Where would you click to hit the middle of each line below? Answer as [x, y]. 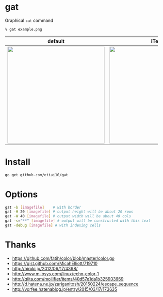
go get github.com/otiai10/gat [37, 175]
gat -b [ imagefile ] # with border [43, 207]
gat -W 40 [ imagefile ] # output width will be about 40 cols [68, 216]
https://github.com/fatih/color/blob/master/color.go [63, 258]
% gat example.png [24, 29]
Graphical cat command [29, 20]
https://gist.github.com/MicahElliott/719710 [55, 263]
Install [18, 162]
